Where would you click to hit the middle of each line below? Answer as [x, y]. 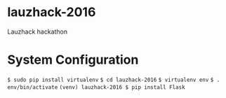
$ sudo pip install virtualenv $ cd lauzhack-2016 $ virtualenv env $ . [114, 80]
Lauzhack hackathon [38, 31]
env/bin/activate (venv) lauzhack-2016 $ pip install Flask [96, 87]
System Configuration [73, 60]
